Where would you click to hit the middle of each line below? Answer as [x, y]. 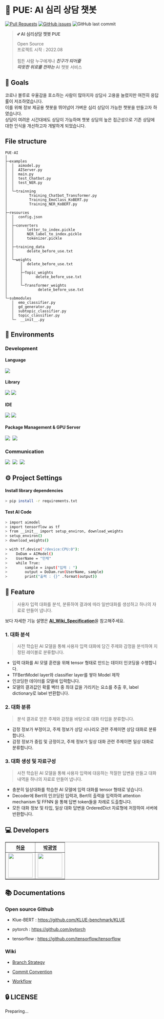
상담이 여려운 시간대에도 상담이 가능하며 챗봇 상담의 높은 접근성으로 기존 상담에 [80, 119]
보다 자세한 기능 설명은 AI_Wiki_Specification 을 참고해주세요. [65, 621]
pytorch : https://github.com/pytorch [49, 929]
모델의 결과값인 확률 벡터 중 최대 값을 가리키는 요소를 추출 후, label [75, 687]
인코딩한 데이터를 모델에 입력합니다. [46, 681]
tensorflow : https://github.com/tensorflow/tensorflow [66, 939]
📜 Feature [20, 592]
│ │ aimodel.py [23, 165]
